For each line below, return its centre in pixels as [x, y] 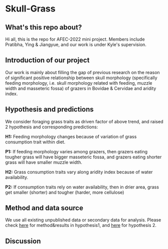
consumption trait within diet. [35, 142]
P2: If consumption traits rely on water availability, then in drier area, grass [82, 187]
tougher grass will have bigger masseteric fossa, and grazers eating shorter [83, 157]
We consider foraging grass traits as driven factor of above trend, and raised [84, 121]
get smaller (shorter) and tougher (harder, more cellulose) [65, 192]
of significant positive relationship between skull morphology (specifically [81, 78]
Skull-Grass [30, 9]
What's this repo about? [44, 27]
